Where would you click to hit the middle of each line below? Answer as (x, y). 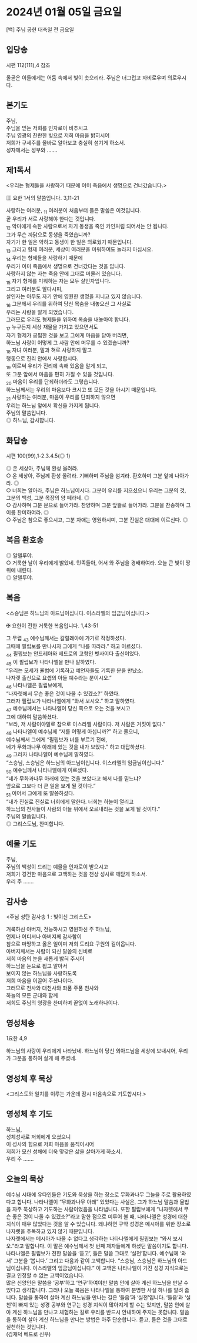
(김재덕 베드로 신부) (29, 1334)
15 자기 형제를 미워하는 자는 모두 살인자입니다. (59, 281)
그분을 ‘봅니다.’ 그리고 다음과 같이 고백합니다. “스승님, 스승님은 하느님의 (95, 1260)
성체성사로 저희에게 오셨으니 (39, 1137)
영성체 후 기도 (29, 1114)
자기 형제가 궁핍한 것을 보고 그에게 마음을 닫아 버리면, (67, 335)
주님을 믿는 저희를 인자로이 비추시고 (47, 128)
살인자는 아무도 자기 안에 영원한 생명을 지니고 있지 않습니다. (74, 296)
